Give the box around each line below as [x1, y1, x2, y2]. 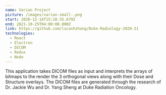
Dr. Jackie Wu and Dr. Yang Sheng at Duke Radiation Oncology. [5, 84, 137, 90]
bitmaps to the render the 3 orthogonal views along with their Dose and [5, 74, 154, 80]
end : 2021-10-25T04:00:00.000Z [5, 21, 71, 27]
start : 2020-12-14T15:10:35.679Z [5, 17, 76, 22]
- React [10, 36, 26, 41]
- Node [10, 54, 24, 60]
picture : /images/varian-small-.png [5, 12, 82, 17]
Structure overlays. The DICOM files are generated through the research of [5, 79, 161, 85]
